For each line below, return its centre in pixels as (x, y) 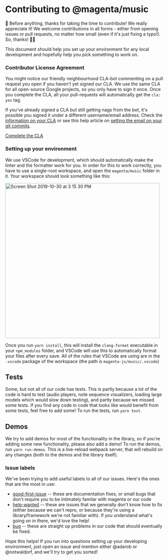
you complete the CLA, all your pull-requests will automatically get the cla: (83, 95)
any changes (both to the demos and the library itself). (62, 455)
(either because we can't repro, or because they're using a (73, 510)
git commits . (18, 126)
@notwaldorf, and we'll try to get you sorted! (52, 552)
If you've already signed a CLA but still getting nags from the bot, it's (76, 110)
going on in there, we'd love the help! (51, 521)
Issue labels (20, 468)
